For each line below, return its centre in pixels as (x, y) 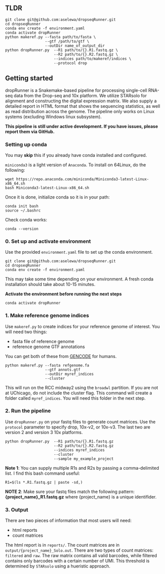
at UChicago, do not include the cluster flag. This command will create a (79, 393)
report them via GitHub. (30, 132)
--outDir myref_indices (69, 374)
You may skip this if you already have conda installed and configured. (76, 155)
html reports (25, 530)
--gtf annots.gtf (62, 369)
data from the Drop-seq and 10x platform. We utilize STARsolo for (81, 95)
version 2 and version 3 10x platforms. (44, 432)
